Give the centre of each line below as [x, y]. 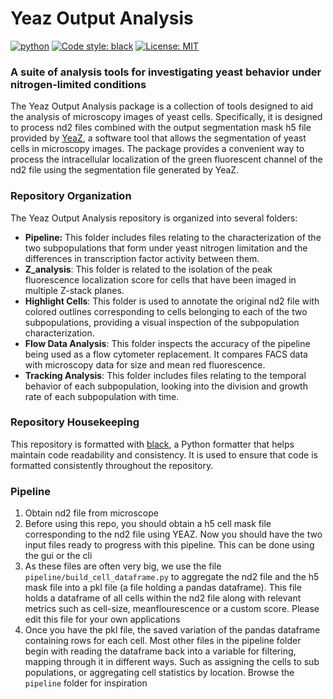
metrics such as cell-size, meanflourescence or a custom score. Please [172, 609]
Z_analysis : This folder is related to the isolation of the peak [148, 269]
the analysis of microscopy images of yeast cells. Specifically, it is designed [166, 117]
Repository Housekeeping [75, 422]
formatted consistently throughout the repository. [112, 465]
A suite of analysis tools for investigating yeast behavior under [166, 72]
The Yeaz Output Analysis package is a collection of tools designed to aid [162, 106]
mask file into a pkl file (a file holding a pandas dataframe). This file [163, 588]
